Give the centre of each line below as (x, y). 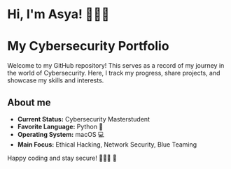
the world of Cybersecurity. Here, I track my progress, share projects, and (114, 73)
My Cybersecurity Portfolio (88, 46)
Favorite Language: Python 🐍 (60, 126)
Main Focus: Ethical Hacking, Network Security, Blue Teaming (107, 144)
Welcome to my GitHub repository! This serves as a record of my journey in (116, 66)
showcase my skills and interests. (56, 80)
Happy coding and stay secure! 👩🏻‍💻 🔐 (62, 158)
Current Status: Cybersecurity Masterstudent (84, 119)
